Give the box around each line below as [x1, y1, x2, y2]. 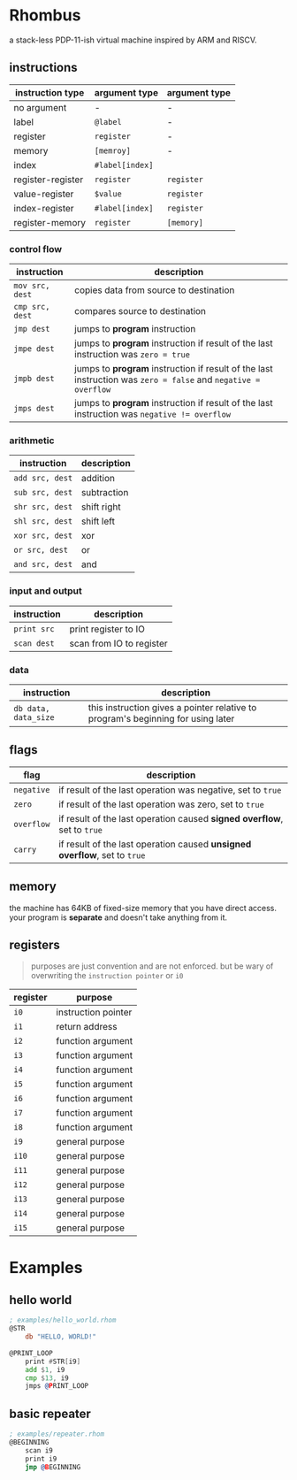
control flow [9, 242, 63, 255]
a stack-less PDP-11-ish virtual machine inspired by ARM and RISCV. [9, 35, 258, 45]
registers [9, 937, 60, 952]
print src [13, 624, 55, 633]
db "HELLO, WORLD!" [25, 1332, 97, 1341]
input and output [9, 585, 82, 597]
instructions [9, 60, 78, 75]
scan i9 [25, 1445, 53, 1455]
